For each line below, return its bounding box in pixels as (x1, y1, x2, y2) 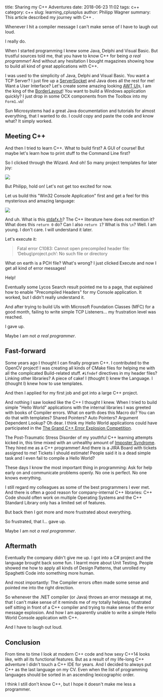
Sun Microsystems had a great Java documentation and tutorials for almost (5, 108, 155, 114)
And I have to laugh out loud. (5, 624, 63, 630)
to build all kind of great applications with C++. (5, 63, 98, 69)
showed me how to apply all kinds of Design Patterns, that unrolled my (5, 565, 146, 571)
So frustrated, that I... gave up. (5, 518, 66, 524)
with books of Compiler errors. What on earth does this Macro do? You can (5, 410, 155, 415)
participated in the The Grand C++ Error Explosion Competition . (5, 425, 132, 431)
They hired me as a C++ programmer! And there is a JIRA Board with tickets (5, 445, 157, 450)
